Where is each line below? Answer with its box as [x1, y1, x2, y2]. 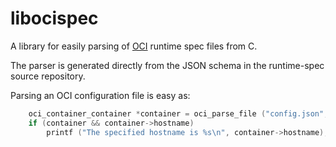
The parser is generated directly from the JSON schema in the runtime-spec [10, 59, 325, 71]
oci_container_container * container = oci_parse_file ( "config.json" [28, 108, 325, 119]
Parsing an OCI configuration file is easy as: [10, 89, 191, 101]
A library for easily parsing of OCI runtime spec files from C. [10, 40, 258, 52]
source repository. [10, 70, 86, 82]
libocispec [10, 7, 99, 30]
